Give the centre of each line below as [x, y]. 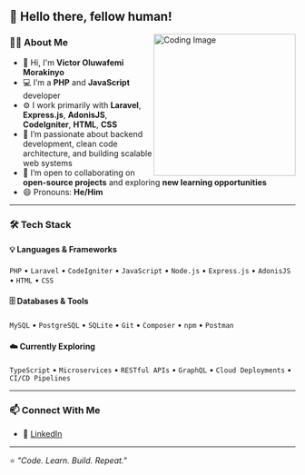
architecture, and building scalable [87, 153]
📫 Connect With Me [55, 411]
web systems [47, 163]
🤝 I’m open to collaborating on [79, 173]
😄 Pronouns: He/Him [63, 192]
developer [41, 95]
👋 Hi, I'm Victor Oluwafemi [73, 62]
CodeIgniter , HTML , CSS [70, 124]
